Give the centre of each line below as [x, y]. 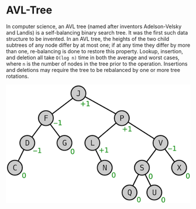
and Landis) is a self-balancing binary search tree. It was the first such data [97, 32]
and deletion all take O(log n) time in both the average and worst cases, [93, 57]
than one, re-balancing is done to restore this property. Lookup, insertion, [94, 51]
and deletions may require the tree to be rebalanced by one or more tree [93, 70]
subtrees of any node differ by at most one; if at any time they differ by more [98, 45]
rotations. [18, 76]
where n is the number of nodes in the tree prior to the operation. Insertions [97, 64]
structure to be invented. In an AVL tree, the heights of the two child [88, 39]
